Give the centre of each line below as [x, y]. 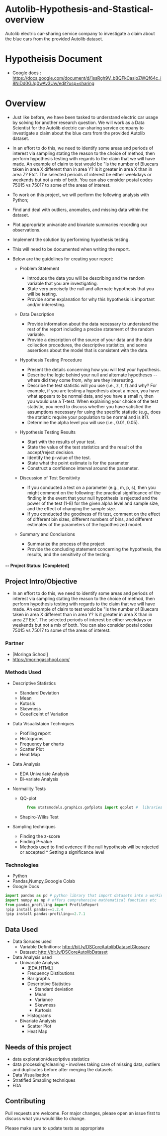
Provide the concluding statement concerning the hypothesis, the [94, 549]
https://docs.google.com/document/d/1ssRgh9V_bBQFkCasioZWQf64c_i [87, 78]
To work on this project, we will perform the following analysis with [81, 195]
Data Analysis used [32, 957]
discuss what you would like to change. [45, 1118]
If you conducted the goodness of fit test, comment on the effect [94, 514]
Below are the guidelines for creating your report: [63, 259]
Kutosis [27, 703]
